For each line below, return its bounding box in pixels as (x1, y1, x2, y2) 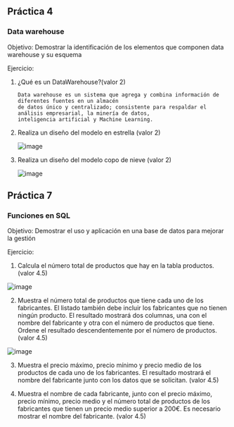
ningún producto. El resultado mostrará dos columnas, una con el (17, 311, 207, 320)
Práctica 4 (7, 6, 53, 18)
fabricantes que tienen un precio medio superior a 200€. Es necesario (17, 404, 221, 413)
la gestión (7, 234, 36, 242)
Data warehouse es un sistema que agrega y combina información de (17, 91, 219, 98)
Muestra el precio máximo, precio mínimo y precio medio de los (17, 361, 202, 369)
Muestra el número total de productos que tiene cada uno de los (17, 296, 204, 305)
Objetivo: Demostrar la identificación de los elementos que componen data (7, 42, 224, 51)
